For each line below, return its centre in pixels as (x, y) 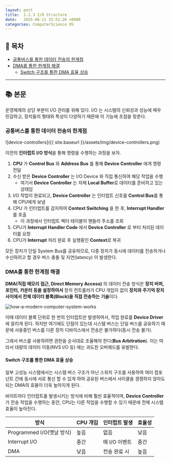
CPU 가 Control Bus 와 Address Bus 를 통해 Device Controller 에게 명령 (87, 164)
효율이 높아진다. (21, 408)
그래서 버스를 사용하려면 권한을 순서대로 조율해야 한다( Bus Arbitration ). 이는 (82, 341)
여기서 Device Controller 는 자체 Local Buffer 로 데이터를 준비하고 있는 (92, 183)
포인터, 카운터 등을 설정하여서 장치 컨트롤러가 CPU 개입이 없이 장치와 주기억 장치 (85, 290)
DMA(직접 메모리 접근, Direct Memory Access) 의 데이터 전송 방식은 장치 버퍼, (85, 284)
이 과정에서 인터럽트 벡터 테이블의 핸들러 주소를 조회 (72, 221)
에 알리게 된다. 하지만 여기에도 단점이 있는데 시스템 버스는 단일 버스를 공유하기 (83, 324)
